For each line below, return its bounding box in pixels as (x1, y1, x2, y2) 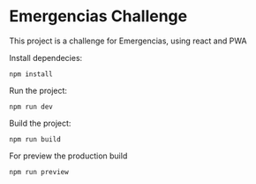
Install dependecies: (9, 52, 83, 63)
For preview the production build (9, 150, 128, 161)
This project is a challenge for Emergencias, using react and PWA (9, 35, 247, 46)
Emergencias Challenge (9, 6, 188, 27)
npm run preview (9, 167, 69, 176)
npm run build (9, 134, 62, 143)
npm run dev (9, 102, 53, 111)
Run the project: (9, 85, 68, 96)
